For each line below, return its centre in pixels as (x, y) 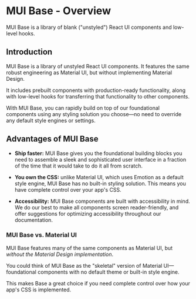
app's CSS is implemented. (39, 290)
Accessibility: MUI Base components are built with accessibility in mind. (102, 201)
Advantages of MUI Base (52, 139)
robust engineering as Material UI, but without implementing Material (89, 73)
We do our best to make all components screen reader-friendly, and (97, 207)
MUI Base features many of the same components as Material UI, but (89, 248)
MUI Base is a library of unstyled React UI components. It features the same (98, 66)
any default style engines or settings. (51, 120)
